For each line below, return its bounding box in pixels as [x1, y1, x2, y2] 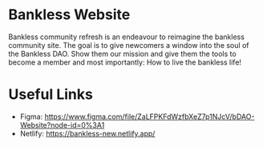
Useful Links [8, 85, 94, 104]
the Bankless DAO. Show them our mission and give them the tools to [8, 49, 237, 58]
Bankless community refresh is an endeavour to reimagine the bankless [8, 32, 245, 41]
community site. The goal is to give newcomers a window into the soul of [8, 40, 249, 49]
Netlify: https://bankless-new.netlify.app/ [19, 128, 156, 138]
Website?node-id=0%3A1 [19, 120, 105, 129]
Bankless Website [8, 6, 131, 24]
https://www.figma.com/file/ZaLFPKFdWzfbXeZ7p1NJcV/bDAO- [44, 112, 255, 121]
